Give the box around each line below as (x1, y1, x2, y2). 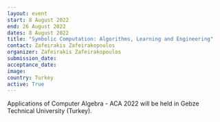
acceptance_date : (7, 61, 57, 68)
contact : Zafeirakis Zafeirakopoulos (7, 42, 115, 49)
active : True (7, 81, 45, 88)
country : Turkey (7, 74, 54, 81)
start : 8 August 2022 (7, 17, 69, 23)
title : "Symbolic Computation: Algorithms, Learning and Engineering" (7, 36, 214, 43)
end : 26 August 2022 (7, 23, 67, 30)
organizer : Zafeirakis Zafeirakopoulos (7, 49, 122, 56)
